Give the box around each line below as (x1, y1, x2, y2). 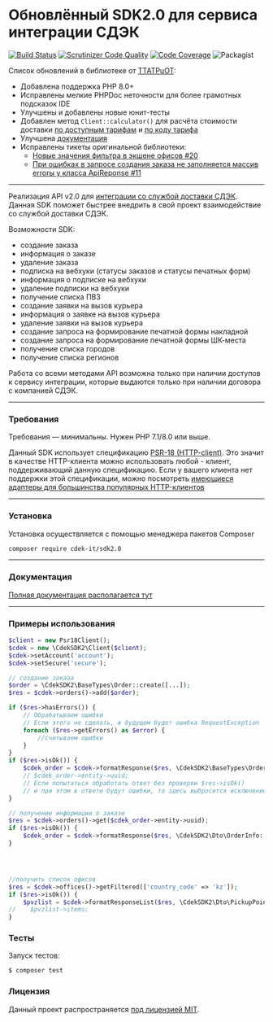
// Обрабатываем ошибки (23, 711, 104, 719)
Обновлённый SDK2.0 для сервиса (8, 6, 258, 24)
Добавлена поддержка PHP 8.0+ (19, 81, 135, 91)
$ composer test (8, 967, 63, 975)
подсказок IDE (19, 98, 71, 108)
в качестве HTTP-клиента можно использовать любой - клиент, (8, 456, 232, 466)
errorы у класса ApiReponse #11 (32, 168, 142, 177)
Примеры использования (8, 618, 115, 629)
